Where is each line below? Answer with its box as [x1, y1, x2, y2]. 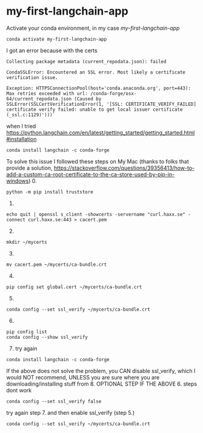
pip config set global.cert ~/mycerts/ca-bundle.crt [6, 284, 142, 290]
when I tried [6, 122, 36, 130]
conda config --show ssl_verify [6, 334, 88, 340]
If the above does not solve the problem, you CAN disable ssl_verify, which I [6, 367, 196, 375]
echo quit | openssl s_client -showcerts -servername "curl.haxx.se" [6, 211, 186, 217]
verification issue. [6, 74, 59, 80]
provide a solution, [6, 164, 53, 171]
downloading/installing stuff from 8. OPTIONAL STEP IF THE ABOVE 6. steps [6, 380, 198, 387]
